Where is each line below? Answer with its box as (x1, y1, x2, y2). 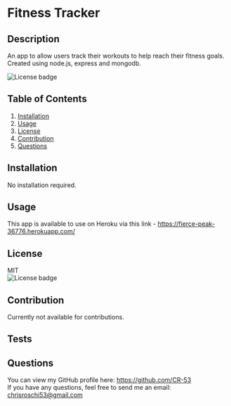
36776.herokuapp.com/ (7, 227, 76, 236)
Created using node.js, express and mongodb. (7, 59, 142, 68)
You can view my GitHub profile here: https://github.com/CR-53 (7, 376, 192, 384)
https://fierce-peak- (157, 220, 216, 228)
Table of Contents (7, 93, 88, 105)
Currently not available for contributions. (7, 313, 124, 322)
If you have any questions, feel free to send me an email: (7, 383, 171, 392)
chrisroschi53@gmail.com (7, 391, 83, 399)
